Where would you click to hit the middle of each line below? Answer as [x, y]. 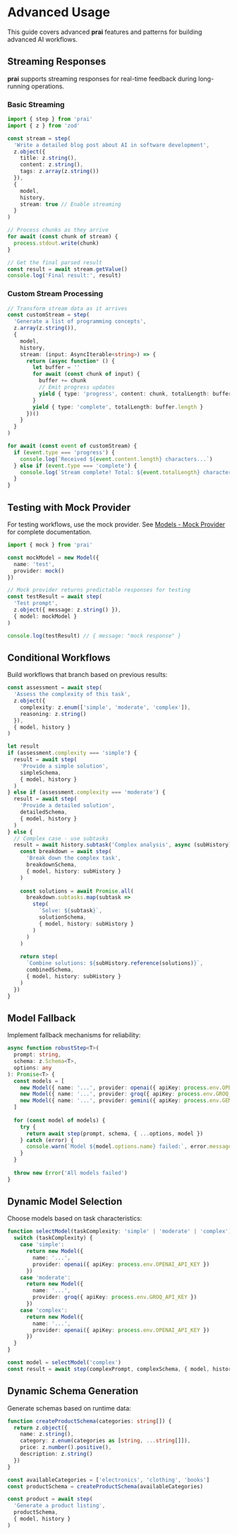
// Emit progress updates [77, 387]
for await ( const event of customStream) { [72, 446]
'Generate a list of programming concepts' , [80, 322]
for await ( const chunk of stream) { [63, 237]
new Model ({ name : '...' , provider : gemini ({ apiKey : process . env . [121, 1101]
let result [23, 746]
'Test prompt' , [36, 604]
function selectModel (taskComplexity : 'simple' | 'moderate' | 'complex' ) [120, 1231]
